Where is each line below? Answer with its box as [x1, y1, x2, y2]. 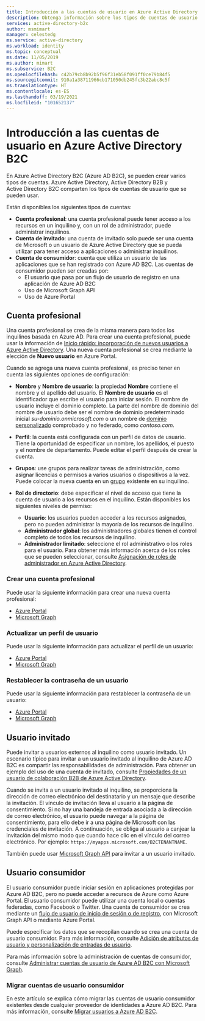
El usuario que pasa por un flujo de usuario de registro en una [24, 273, 180, 281]
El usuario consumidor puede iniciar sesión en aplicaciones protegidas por [6, 884, 194, 891]
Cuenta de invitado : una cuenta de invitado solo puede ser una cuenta [15, 234, 194, 242]
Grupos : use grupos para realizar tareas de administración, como [15, 465, 180, 472]
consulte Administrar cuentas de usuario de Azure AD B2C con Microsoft [6, 959, 190, 967]
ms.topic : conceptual [6, 49, 62, 55]
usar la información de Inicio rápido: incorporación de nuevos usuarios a [6, 340, 189, 347]
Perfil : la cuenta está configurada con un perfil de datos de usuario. [15, 434, 186, 441]
